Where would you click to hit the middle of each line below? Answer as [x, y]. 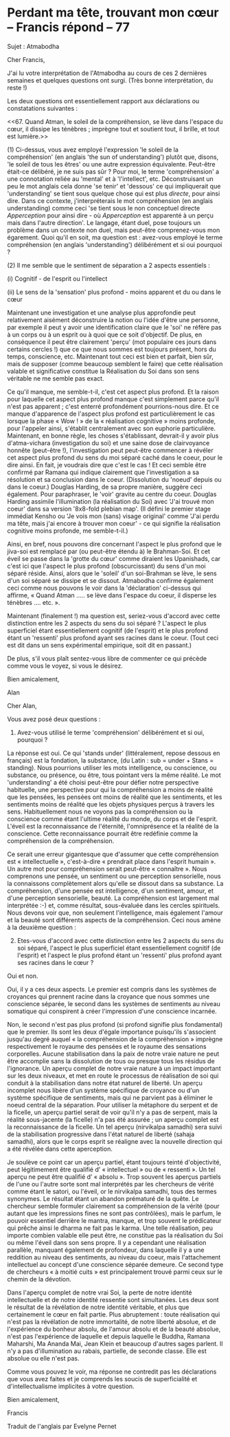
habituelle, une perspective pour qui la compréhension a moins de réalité [110, 789]
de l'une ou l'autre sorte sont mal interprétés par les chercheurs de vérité [111, 1184]
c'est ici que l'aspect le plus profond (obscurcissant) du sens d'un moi [106, 566]
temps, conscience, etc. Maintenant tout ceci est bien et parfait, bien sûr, [111, 356]
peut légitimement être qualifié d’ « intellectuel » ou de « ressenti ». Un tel [112, 1169]
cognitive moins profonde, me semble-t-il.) [68, 531]
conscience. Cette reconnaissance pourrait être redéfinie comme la [103, 833]
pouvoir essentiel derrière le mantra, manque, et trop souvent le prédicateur [114, 1220]
